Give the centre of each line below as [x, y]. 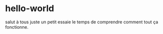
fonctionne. [17, 27]
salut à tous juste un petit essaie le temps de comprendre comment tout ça [82, 22]
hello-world [30, 8]
